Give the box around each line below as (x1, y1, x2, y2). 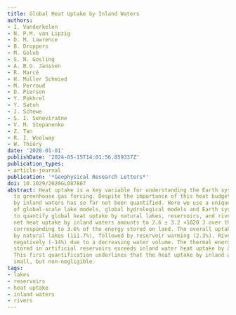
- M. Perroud (7, 82, 46, 89)
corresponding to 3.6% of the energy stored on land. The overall (13, 225, 212, 232)
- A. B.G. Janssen (7, 62, 61, 69)
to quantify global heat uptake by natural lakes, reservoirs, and (13, 213, 216, 220)
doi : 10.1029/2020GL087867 (7, 180, 86, 187)
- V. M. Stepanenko (7, 121, 65, 128)
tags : (7, 264, 23, 272)
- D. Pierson (7, 88, 46, 95)
